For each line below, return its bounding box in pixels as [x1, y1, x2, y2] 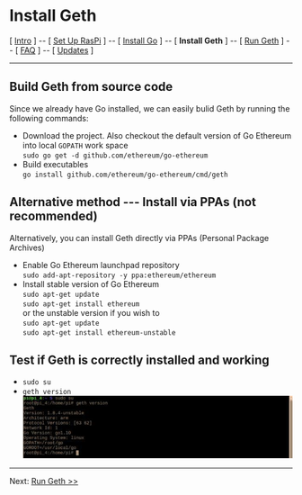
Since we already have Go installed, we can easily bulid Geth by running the [9, 103, 290, 113]
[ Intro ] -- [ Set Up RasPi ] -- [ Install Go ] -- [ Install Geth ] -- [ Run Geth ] [9, 35, 285, 46]
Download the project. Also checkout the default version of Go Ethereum [22, 130, 292, 140]
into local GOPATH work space [22, 139, 129, 150]
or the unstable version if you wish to [22, 307, 160, 318]
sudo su [22, 378, 51, 387]
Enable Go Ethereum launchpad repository [22, 259, 180, 270]
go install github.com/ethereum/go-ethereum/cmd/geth [22, 170, 228, 179]
